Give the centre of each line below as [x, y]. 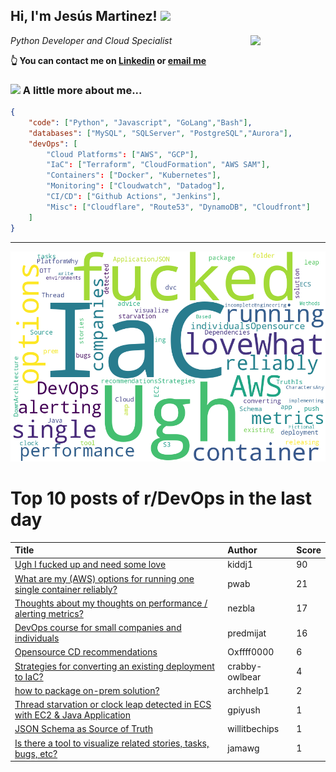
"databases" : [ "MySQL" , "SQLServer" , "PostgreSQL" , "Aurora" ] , [160, 133]
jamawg [243, 748]
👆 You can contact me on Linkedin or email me [108, 60]
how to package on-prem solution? [87, 690]
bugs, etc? [36, 753]
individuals [37, 638]
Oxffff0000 [251, 652]
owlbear [244, 676]
